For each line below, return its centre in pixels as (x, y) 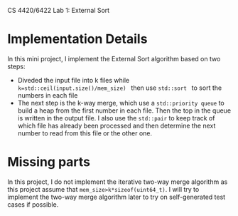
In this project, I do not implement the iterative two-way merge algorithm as (118, 182)
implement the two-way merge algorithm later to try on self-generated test (117, 197)
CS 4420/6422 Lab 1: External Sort (59, 10)
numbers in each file (48, 95)
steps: (16, 66)
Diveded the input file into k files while (74, 80)
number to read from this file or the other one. (85, 133)
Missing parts (49, 162)
